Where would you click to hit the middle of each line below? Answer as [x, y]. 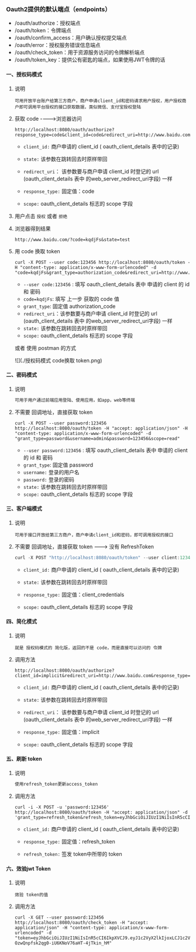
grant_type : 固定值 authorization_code [69, 306]
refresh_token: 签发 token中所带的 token [73, 854]
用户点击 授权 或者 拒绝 [41, 216]
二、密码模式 [21, 375]
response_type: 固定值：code [59, 191]
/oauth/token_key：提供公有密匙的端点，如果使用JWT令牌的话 [90, 60]
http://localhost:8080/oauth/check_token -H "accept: [81, 923]
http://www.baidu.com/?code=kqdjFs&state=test [72, 239]
